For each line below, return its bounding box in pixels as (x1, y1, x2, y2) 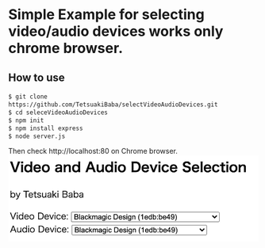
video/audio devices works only (8, 22, 224, 40)
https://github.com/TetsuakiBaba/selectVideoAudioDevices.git (8, 101, 218, 109)
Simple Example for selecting (8, 6, 205, 24)
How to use (8, 71, 65, 84)
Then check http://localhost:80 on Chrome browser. (8, 147, 179, 155)
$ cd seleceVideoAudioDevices (8, 109, 109, 116)
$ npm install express (8, 124, 83, 132)
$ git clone (8, 93, 48, 101)
